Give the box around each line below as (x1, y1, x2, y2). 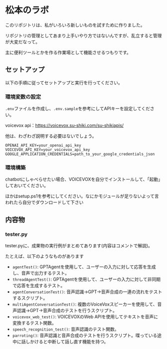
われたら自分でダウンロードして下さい (5, 199, 84, 205)
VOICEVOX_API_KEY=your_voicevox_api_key (5, 148, 91, 153)
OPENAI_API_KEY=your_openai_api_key (5, 143, 81, 148)
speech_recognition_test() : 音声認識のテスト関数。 (12, 326, 119, 332)
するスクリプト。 (12, 295, 48, 301)
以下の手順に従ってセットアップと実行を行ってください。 (5, 79, 123, 85)
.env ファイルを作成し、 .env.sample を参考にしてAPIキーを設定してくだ (5, 106, 151, 112)
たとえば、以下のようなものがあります (5, 253, 84, 259)
